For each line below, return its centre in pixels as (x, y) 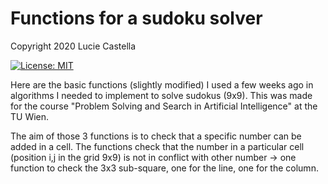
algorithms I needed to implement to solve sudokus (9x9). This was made (161, 95)
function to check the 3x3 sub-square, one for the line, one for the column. (164, 168)
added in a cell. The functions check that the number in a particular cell (157, 146)
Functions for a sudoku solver (136, 18)
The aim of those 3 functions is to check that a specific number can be (156, 136)
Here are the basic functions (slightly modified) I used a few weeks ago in (162, 84)
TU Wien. (30, 116)
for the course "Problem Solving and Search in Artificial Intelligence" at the (164, 106)
